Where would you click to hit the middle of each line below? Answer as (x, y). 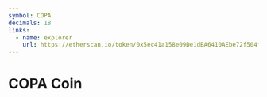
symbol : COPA (30, 15)
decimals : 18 (30, 23)
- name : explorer (44, 37)
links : (19, 30)
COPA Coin (45, 84)
